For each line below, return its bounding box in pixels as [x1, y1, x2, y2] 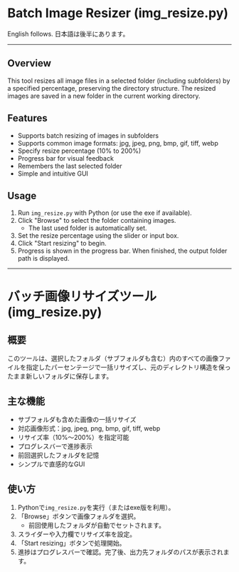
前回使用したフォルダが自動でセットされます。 [28, 521, 166, 529]
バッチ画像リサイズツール [7, 288, 157, 304]
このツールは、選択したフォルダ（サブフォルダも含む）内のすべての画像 [7, 354, 219, 363]
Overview [7, 57, 52, 69]
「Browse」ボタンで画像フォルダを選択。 [17, 512, 140, 521]
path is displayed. [17, 254, 70, 263]
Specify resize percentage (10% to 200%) [17, 146, 142, 155]
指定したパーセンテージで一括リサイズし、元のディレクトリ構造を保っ [26, 363, 231, 372]
